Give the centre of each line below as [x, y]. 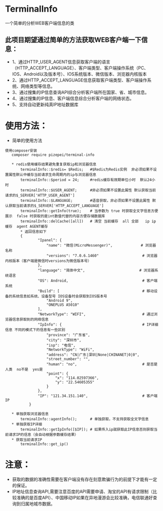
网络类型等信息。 [38, 86]
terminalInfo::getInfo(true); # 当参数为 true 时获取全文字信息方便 [89, 211]
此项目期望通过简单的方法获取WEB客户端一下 [73, 40]
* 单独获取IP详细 [27, 424]
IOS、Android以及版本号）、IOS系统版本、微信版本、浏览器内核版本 [79, 74]
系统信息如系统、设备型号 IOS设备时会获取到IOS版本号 [60, 296]
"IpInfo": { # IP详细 [98, 324]
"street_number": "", [68, 359]
